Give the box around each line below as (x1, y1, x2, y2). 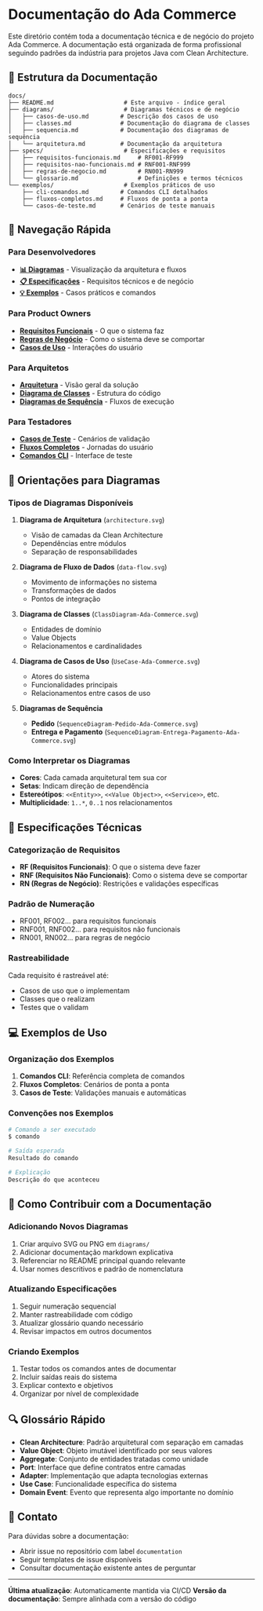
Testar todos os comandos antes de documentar (19, 1364, 177, 1374)
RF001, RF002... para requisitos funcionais (19, 917, 157, 926)
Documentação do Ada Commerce (8, 5, 237, 24)
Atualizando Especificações (8, 1283, 117, 1294)
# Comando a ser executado (8, 1126, 96, 1133)
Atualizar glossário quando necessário (19, 1318, 143, 1327)
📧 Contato (8, 1510, 58, 1524)
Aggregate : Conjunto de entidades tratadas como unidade (19, 1454, 209, 1463)
